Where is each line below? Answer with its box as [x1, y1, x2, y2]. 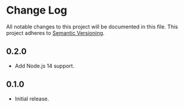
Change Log [6, 4, 67, 17]
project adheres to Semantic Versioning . [6, 29, 105, 36]
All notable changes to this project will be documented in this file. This [6, 23, 179, 30]
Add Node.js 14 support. [14, 62, 74, 69]
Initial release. [14, 95, 49, 102]
